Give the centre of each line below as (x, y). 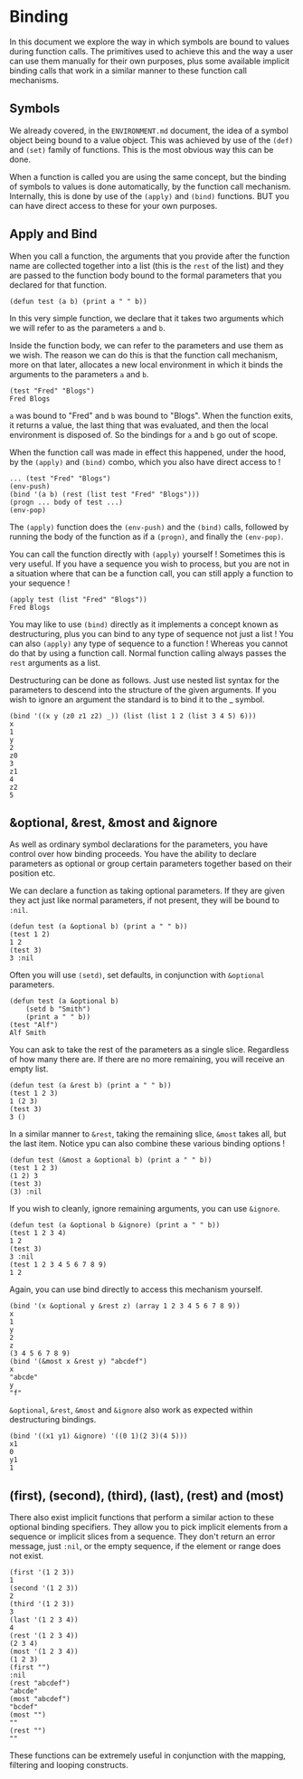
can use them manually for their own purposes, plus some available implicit (150, 61)
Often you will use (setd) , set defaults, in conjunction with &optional (137, 975)
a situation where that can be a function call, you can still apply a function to (151, 573)
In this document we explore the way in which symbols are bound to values (149, 42)
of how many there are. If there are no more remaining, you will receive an (147, 1060)
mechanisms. (34, 80)
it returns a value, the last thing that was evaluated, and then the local (139, 425)
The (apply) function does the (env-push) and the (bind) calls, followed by (149, 527)
